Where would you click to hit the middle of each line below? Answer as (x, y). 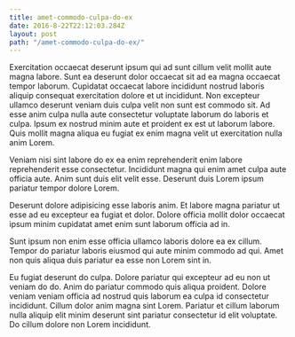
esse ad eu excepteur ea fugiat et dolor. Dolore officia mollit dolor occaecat (147, 215)
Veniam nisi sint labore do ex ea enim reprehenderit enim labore (126, 160)
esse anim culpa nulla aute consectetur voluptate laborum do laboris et (139, 114)
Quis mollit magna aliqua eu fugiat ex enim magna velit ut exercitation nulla (146, 133)
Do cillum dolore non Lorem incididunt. (80, 325)
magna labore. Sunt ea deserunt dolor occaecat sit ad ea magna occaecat (145, 77)
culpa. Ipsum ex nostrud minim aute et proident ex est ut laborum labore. (142, 124)
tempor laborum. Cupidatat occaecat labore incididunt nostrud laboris (137, 86)
